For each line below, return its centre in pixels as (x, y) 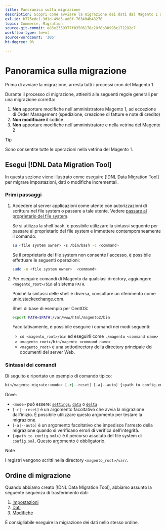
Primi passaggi (23, 195)
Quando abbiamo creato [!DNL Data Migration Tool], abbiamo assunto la (79, 487)
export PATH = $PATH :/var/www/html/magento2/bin (61, 318)
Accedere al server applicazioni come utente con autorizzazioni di (80, 206)
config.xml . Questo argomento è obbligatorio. (59, 441)
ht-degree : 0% (20, 42)
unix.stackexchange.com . (38, 299)
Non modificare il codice (38, 119)
